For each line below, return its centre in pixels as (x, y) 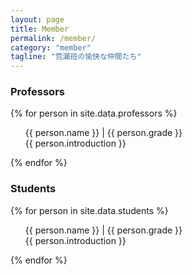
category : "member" (51, 47)
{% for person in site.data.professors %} (94, 113)
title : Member (40, 29)
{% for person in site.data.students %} (89, 210)
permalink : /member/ (53, 38)
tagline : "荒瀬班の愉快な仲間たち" (76, 57)
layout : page (37, 19)
